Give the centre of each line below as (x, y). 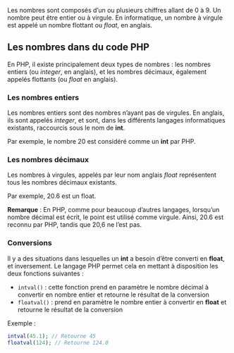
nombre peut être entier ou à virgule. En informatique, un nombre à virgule (115, 18)
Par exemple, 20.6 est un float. (52, 196)
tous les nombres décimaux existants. (62, 182)
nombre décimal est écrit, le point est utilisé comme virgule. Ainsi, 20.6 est (116, 217)
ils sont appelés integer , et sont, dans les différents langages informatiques (116, 120)
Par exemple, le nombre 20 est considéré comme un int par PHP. (101, 142)
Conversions (30, 243)
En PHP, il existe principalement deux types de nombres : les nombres (109, 64)
